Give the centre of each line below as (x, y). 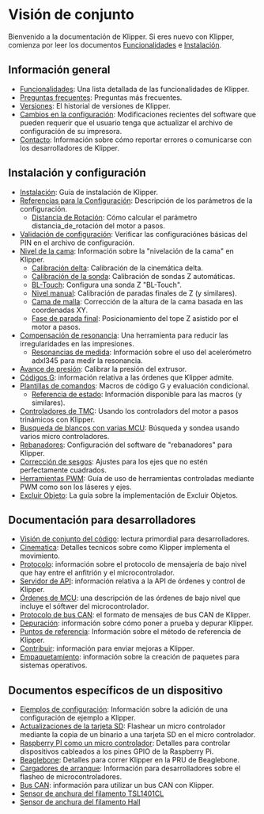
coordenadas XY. (60, 310)
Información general (59, 70)
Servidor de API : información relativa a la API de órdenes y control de (132, 581)
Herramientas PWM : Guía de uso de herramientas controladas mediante (137, 478)
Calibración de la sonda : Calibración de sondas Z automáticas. (133, 276)
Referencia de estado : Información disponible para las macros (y (137, 394)
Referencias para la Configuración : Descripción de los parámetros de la (136, 201)
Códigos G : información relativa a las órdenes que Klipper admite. (127, 377)
